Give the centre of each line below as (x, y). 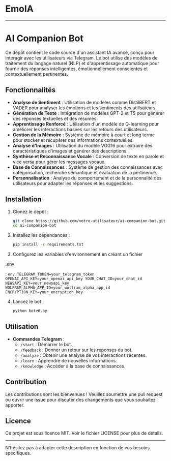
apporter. (15, 405)
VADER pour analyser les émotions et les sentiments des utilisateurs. (84, 108)
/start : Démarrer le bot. (46, 344)
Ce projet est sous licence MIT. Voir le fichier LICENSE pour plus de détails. (84, 433)
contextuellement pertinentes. (37, 74)
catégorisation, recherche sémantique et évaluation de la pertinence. (85, 172)
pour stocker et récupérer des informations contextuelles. (73, 140)
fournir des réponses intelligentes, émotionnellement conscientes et (77, 69)
